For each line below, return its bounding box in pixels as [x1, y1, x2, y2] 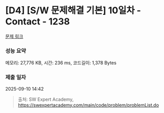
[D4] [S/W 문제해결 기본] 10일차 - [5, 5, 141, 16]
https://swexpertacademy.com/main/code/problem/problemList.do [17, 102, 159, 108]
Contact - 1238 [5, 16, 70, 27]
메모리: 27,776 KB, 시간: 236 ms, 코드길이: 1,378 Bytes [5, 60, 117, 66]
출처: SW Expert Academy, [17, 96, 74, 102]
